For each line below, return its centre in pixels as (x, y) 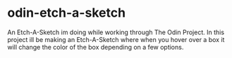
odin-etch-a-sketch (66, 13)
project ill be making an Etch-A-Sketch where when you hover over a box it (116, 39)
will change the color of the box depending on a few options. (96, 47)
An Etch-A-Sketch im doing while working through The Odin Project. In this (116, 32)
